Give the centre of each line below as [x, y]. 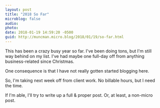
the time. [14, 85]
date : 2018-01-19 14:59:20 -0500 [39, 32]
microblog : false [23, 19]
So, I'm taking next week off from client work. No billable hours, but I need [80, 80]
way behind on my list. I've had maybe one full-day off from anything [75, 56]
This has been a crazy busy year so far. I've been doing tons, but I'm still [79, 51]
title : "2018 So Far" [27, 14]
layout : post [18, 10]
